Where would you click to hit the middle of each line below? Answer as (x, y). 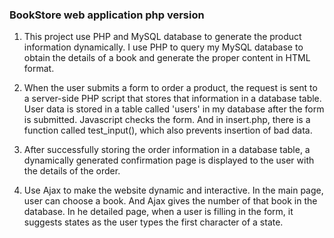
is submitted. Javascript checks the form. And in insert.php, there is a (167, 120)
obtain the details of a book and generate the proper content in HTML (167, 58)
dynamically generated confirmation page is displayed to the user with (169, 160)
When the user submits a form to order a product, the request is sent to (170, 88)
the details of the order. (72, 171)
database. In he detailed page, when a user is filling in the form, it (158, 212)
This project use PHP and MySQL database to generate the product (162, 37)
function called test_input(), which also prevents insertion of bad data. (168, 130)
